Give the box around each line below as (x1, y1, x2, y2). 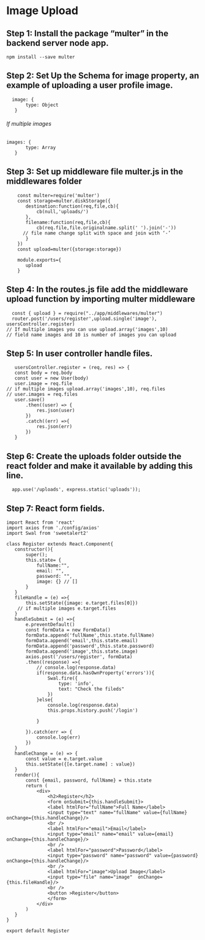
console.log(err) (36, 734, 81, 740)
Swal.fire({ (47, 675, 78, 682)
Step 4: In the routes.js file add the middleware (6, 284, 188, 295)
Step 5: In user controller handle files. (6, 348, 153, 359)
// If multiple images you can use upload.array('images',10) (6, 326, 168, 332)
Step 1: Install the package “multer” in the (6, 28, 169, 39)
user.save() (14, 397, 45, 403)
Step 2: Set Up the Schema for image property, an (6, 71, 199, 81)
